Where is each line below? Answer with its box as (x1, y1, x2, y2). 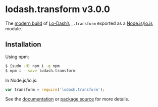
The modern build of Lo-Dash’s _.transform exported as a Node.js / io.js (5, 20, 153, 26)
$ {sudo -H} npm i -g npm (5, 63, 60, 69)
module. (5, 25, 23, 31)
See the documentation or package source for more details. (5, 96, 130, 102)
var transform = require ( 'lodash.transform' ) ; (5, 87, 105, 92)
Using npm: (5, 54, 29, 60)
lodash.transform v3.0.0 (5, 4, 110, 15)
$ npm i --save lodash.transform (5, 68, 76, 73)
